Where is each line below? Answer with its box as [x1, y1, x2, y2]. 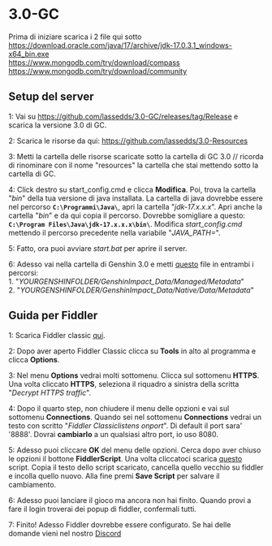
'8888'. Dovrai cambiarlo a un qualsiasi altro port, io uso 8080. [8, 429, 219, 439]
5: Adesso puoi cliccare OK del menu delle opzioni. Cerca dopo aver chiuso [8, 444, 261, 455]
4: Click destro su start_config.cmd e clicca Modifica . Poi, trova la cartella [8, 184, 257, 194]
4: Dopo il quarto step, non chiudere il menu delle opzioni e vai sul [8, 403, 230, 413]
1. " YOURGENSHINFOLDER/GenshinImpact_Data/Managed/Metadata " [8, 276, 245, 286]
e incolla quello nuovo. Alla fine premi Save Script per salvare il [8, 470, 220, 480]
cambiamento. [8, 479, 57, 489]
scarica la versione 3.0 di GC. [8, 119, 107, 130]
